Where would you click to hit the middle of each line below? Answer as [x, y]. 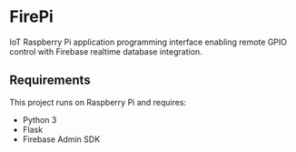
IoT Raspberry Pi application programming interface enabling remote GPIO [148, 42]
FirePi [32, 17]
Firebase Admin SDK [61, 139]
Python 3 [39, 119]
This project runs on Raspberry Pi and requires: [98, 102]
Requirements [50, 81]
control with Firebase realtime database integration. [106, 51]
